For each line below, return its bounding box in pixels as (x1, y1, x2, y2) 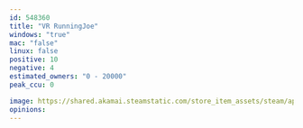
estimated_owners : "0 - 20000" (9, 72, 127, 81)
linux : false (9, 47, 59, 56)
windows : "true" (9, 30, 70, 39)
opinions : (9, 105, 47, 114)
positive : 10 (9, 55, 59, 64)
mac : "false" (9, 38, 59, 48)
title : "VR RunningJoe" (9, 22, 99, 31)
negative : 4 (9, 64, 54, 73)
